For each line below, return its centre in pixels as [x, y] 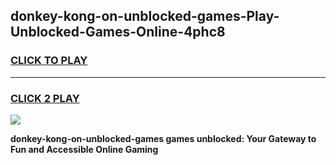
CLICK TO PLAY [49, 61]
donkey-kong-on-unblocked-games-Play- [145, 16]
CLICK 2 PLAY [45, 98]
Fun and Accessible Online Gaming [84, 149]
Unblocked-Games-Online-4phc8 [118, 32]
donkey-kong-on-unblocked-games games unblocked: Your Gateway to [163, 138]
